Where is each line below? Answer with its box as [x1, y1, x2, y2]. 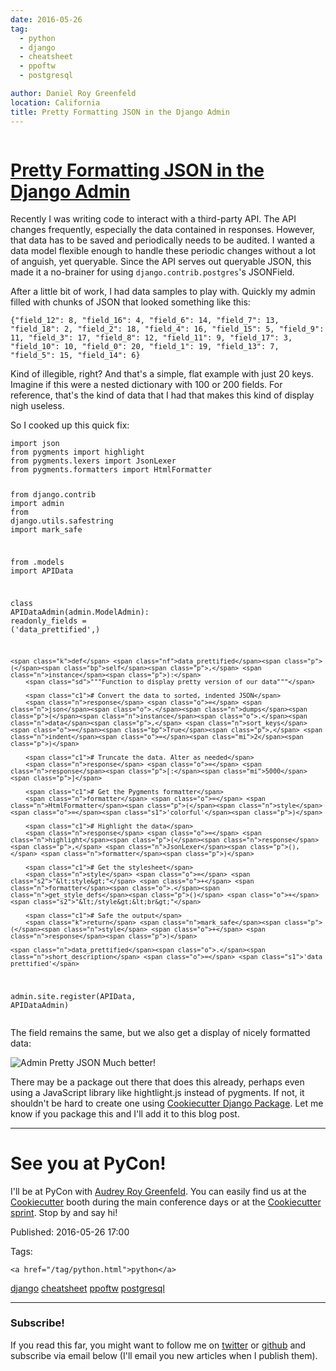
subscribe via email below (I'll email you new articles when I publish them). [10, 1349, 318, 1361]
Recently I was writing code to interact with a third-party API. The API [10, 213, 297, 225]
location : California [10, 97, 101, 108]
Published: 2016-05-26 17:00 [10, 1226, 130, 1238]
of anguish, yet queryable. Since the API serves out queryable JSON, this [10, 256, 312, 268]
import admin [10, 499, 65, 509]
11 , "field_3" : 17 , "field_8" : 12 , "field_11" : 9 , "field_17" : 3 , [10, 333, 293, 343]
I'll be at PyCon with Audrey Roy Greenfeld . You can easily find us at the [10, 1185, 307, 1197]
